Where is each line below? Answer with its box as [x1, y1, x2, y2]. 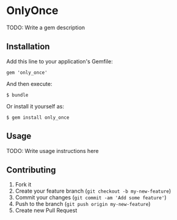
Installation [6, 41, 50, 52]
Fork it [15, 181, 32, 188]
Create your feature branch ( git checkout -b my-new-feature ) [15, 187, 172, 195]
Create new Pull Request [15, 207, 78, 214]
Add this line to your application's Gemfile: [6, 57, 113, 65]
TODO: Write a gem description [6, 24, 85, 31]
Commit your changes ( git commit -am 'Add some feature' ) [15, 194, 167, 201]
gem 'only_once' [6, 69, 48, 76]
